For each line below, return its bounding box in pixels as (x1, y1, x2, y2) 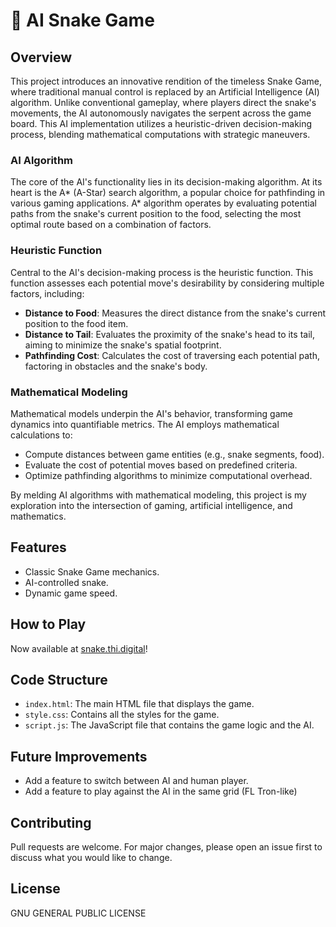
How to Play (10, 616, 87, 633)
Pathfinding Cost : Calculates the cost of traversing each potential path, (24, 349, 320, 361)
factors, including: (10, 287, 85, 299)
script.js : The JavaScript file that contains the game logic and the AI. (24, 719, 315, 731)
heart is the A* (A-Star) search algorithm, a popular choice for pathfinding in (10, 187, 326, 199)
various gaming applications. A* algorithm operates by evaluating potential (10, 197, 317, 209)
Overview (10, 49, 73, 66)
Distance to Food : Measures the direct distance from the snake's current (24, 307, 326, 319)
